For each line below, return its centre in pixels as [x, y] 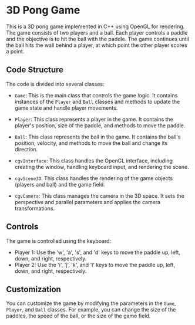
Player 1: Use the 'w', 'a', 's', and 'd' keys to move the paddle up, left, [97, 252]
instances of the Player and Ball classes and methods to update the [97, 101]
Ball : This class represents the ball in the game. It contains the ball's [97, 137]
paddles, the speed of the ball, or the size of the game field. [78, 316]
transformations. [35, 208]
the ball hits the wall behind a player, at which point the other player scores [97, 45]
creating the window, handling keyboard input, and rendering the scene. [102, 167]
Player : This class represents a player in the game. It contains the [94, 119]
